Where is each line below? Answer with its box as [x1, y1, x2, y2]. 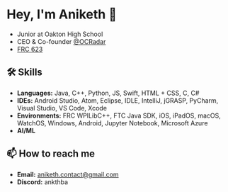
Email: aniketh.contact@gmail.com [16, 170, 119, 179]
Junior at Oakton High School [16, 30, 103, 38]
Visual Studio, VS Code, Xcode [16, 103, 108, 112]
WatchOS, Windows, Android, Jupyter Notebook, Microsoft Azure [16, 118, 208, 127]
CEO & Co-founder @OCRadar [16, 37, 106, 45]
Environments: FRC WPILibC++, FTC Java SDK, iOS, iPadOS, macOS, [16, 111, 221, 120]
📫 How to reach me [6, 148, 96, 160]
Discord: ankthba [16, 177, 69, 186]
